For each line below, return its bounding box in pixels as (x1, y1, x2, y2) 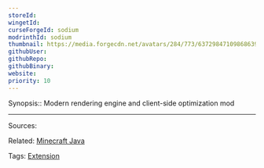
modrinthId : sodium (8, 33, 72, 41)
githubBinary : (8, 63, 55, 70)
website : (8, 70, 37, 77)
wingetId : (8, 19, 41, 27)
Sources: (8, 120, 38, 130)
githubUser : (8, 48, 47, 55)
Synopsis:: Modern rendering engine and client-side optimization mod (8, 98, 235, 108)
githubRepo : (8, 55, 47, 63)
